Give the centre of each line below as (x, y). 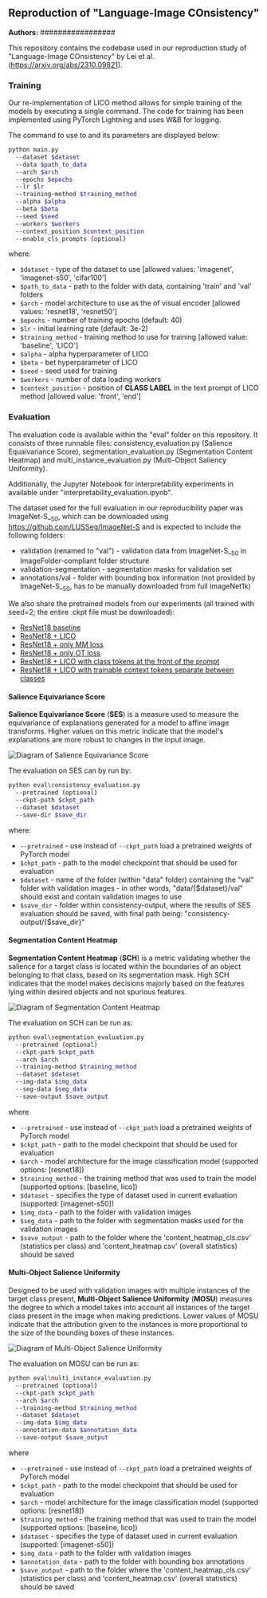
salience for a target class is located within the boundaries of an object (125, 966)
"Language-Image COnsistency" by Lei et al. (81, 56)
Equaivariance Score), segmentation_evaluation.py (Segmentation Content (130, 451)
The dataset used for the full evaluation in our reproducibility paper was (126, 508)
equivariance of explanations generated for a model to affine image (119, 723)
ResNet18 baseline (50, 628)
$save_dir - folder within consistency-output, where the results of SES (135, 905)
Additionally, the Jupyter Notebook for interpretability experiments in (121, 484)
